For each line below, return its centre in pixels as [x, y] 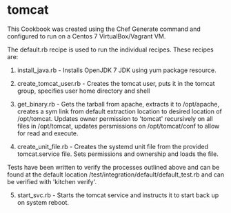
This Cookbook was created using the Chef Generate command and [104, 29]
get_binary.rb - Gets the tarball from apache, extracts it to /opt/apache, [118, 104]
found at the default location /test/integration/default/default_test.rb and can [116, 175]
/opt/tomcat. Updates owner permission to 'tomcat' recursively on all [115, 118]
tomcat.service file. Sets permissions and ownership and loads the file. [118, 154]
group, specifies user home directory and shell [83, 91]
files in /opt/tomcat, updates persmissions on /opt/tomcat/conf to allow [118, 126]
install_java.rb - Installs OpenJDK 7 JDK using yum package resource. [117, 70]
